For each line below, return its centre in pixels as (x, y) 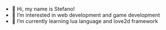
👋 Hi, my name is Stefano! (43, 9)
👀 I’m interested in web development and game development (86, 15)
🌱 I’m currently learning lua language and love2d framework (85, 21)
